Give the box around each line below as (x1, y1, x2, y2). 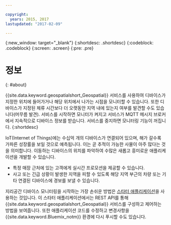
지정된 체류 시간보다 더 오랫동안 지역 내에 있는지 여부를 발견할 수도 (22, 105, 155, 111)
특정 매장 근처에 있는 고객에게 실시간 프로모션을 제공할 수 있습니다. (12, 165, 145, 171)
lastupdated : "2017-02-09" (5, 21, 63, 26)
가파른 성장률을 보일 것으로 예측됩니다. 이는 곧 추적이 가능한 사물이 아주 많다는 (5, 141, 161, 148)
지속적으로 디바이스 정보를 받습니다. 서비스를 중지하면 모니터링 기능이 (14, 118, 153, 124)
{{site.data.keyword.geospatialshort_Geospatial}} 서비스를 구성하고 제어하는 (5, 201, 162, 207)
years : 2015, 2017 (10, 16, 50, 22)
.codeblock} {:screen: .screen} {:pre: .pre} (5, 45, 94, 51)
